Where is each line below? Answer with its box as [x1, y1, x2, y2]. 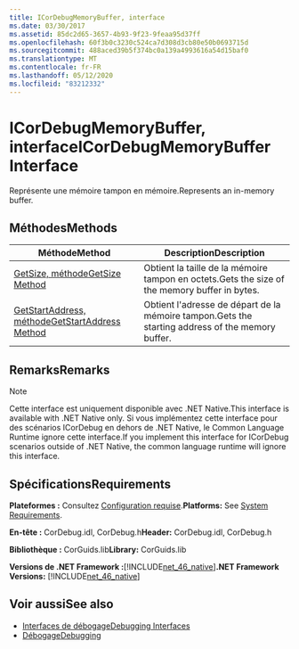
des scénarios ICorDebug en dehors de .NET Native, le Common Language [9, 423, 285, 433]
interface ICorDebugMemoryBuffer [9, 136, 271, 157]
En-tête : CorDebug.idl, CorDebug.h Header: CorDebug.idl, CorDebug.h [9, 527, 272, 538]
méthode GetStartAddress [13, 316, 121, 328]
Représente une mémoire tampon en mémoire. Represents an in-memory [9, 185, 275, 196]
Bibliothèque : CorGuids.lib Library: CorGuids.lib [9, 545, 187, 555]
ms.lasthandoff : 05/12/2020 [9, 71, 114, 80]
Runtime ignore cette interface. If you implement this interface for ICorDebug [9, 431, 289, 442]
